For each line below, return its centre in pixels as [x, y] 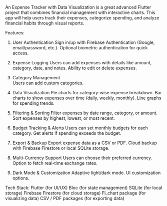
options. [21, 178]
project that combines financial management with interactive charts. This [80, 12]
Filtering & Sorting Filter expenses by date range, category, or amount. [85, 113]
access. [20, 53]
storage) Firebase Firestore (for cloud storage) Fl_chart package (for [75, 193]
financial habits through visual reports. [45, 23]
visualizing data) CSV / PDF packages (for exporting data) [65, 198]
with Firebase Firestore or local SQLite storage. [61, 148]
